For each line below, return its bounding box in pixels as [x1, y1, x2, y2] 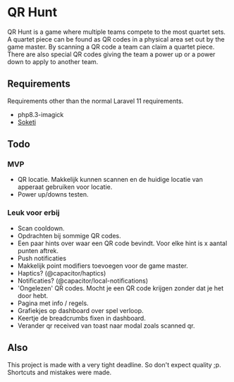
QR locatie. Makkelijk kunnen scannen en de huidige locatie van [17, 175, 203, 184]
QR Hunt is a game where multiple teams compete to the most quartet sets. [7, 27, 226, 36]
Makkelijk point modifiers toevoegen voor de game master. [17, 261, 188, 270]
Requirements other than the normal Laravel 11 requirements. [7, 97, 184, 105]
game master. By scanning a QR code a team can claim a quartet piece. [7, 42, 215, 51]
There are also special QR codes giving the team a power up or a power [7, 50, 216, 58]
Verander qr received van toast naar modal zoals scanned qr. [17, 321, 195, 330]
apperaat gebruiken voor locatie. [17, 183, 113, 191]
